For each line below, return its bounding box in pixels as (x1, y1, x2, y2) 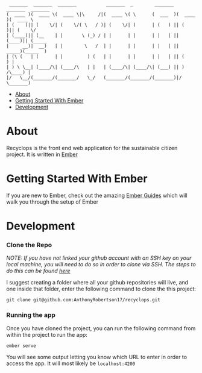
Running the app (6, 311, 56, 319)
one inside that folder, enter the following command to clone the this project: (6, 285, 196, 293)
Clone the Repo (6, 240, 52, 249)
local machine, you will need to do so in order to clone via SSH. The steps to (6, 261, 196, 268)
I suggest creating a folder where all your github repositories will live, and (6, 279, 189, 286)
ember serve (6, 342, 36, 349)
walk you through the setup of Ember (6, 198, 98, 205)
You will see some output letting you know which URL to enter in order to (6, 353, 188, 360)
